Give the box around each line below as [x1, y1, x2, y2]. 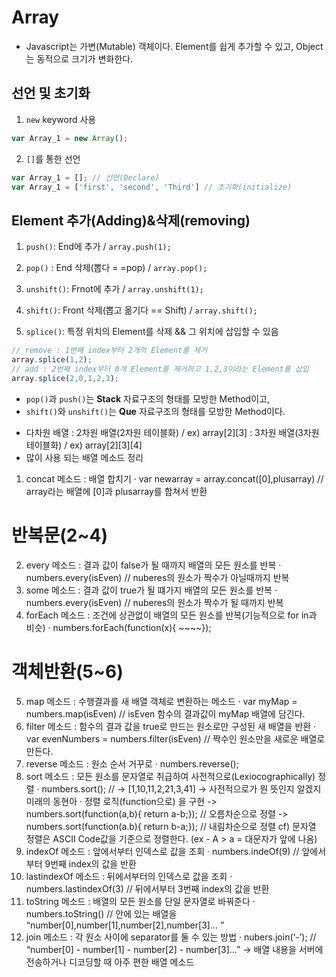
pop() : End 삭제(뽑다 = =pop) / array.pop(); [25, 262, 208, 274]
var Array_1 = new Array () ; [11, 133, 129, 143]
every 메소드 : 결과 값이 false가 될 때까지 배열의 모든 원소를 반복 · [25, 559, 282, 571]
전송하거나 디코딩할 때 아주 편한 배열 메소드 [25, 956, 195, 968]
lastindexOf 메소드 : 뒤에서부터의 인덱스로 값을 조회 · [25, 870, 233, 882]
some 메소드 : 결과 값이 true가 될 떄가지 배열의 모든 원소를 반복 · [25, 584, 278, 596]
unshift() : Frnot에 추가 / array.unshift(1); [25, 283, 204, 295]
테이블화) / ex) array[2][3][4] [25, 439, 143, 451]
